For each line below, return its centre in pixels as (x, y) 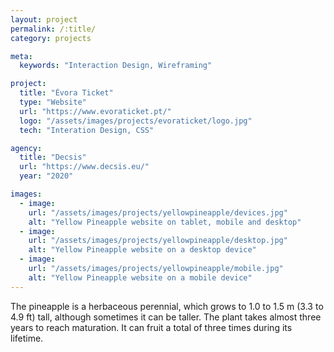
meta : (21, 56)
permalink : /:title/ (53, 29)
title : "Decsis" (53, 157)
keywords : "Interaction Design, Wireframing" (116, 66)
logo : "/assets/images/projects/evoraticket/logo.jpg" (136, 121)
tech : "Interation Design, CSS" (87, 130)
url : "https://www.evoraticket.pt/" (95, 111)
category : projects (51, 38)
